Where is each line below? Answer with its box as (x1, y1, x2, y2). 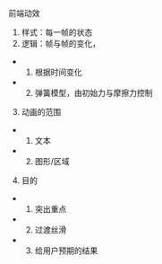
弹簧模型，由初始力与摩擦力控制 (34, 88, 153, 98)
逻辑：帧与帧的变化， (21, 39, 100, 48)
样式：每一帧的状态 (21, 27, 93, 38)
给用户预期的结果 (34, 245, 98, 256)
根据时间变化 (34, 66, 82, 77)
